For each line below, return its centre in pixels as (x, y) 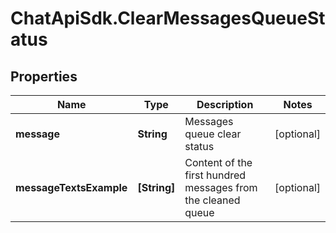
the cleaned (212, 200)
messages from (221, 187)
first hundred (215, 175)
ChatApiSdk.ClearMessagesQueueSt (168, 18)
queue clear (213, 134)
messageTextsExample (71, 187)
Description (225, 104)
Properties (44, 76)
